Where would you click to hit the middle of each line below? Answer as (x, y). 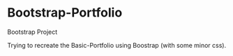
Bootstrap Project (32, 32)
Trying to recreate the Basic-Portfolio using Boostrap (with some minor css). (117, 45)
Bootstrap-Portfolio (65, 13)
